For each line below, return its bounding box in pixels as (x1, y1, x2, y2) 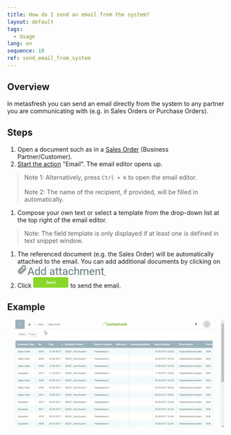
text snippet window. (23, 236, 83, 245)
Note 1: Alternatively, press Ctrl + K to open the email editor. (23, 173, 198, 181)
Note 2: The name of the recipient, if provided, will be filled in (23, 188, 199, 196)
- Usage (13, 33, 36, 40)
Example (7, 301, 46, 313)
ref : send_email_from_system (7, 55, 91, 62)
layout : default (7, 18, 54, 26)
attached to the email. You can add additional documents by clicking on (17, 257, 221, 265)
